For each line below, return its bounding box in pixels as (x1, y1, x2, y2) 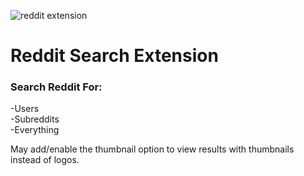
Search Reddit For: (10, 80, 103, 94)
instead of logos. (10, 154, 80, 166)
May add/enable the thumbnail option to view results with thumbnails (10, 143, 295, 155)
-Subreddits (10, 113, 60, 125)
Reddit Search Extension (10, 45, 219, 67)
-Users (10, 103, 40, 115)
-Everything (10, 124, 60, 136)
